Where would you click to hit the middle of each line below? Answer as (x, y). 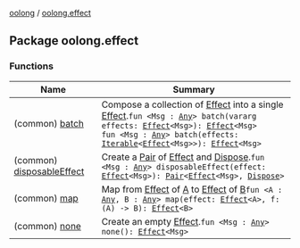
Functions (31, 66)
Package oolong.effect (74, 41)
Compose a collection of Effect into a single (192, 104)
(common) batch (49, 123)
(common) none (48, 226)
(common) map (46, 198)
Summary (194, 89)
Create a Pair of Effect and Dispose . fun (183, 157)
